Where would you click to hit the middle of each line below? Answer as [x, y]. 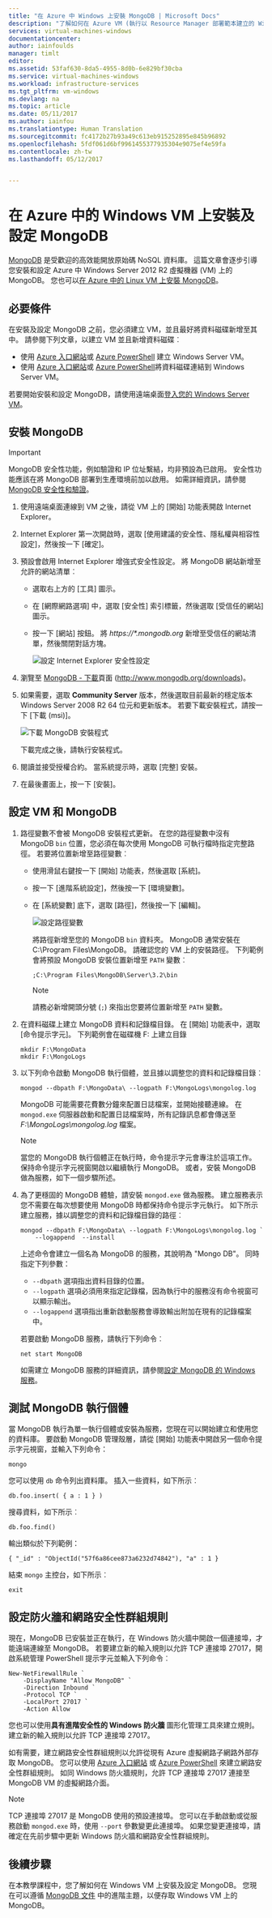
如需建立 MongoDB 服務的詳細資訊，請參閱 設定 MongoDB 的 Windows [138, 1369]
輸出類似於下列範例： [44, 1544]
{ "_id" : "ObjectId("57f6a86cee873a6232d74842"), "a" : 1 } [114, 1559]
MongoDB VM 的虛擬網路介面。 [61, 1783]
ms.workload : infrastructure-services [74, 83]
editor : [21, 62]
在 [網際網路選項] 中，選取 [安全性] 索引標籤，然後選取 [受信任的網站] [148, 605]
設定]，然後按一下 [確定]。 [64, 544]
